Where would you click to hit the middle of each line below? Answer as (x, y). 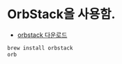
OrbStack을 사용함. (61, 14)
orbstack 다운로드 (42, 35)
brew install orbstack (40, 48)
